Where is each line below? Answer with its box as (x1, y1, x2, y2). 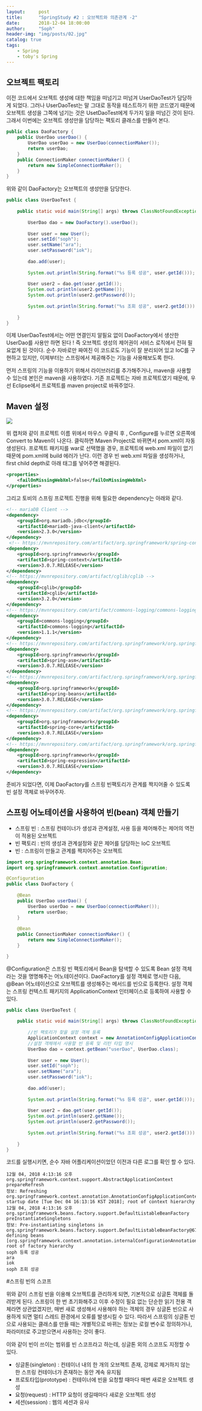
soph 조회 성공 (6, 1266, 39, 1273)
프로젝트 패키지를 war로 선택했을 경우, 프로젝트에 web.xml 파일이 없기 (28, 445, 194, 452)
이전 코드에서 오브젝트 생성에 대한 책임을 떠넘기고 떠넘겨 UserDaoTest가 (6, 94, 176, 102)
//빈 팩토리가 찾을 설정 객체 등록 (28, 1029, 100, 1035)
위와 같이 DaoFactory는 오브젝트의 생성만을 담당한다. (6, 185, 131, 192)
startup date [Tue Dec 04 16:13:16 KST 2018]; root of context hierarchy (6, 1199, 195, 1205)
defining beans (6, 1233, 44, 1239)
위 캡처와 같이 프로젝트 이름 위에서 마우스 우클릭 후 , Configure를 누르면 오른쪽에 (6, 430, 196, 437)
